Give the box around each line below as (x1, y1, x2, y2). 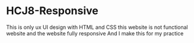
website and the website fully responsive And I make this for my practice (6, 29, 184, 37)
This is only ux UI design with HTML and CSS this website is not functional (6, 24, 188, 31)
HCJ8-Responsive (6, 4, 99, 18)
